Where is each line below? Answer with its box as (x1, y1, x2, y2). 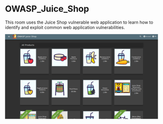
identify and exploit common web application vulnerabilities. (5, 24, 125, 30)
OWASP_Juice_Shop (5, 3, 89, 14)
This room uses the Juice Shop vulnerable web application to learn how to (5, 19, 154, 25)
